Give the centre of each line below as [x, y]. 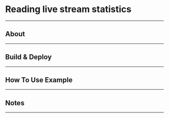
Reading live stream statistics [68, 9]
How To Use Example [39, 80]
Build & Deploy [28, 57]
